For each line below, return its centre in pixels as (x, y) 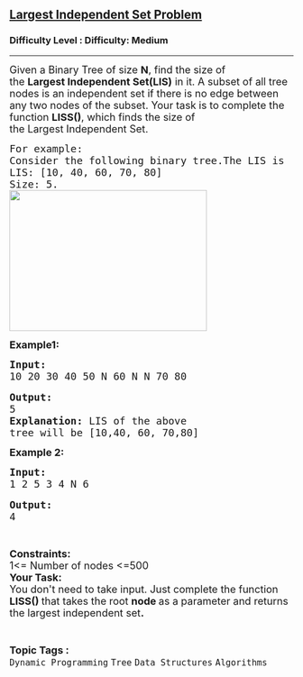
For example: (46, 148)
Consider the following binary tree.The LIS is (147, 160)
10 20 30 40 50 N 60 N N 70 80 (98, 376)
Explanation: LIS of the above (98, 421)
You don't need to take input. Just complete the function (144, 589)
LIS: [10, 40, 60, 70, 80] (86, 172)
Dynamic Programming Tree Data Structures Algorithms (138, 663)
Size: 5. (34, 184)
